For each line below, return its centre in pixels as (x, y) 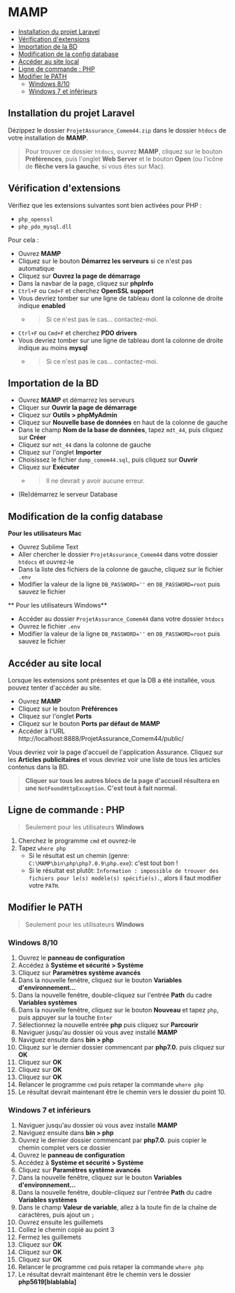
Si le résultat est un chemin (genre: (79, 855)
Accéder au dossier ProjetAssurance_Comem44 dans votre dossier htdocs (121, 619)
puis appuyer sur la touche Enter (65, 1017)
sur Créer (32, 437)
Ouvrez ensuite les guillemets (60, 1222)
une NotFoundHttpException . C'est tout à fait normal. (101, 788)
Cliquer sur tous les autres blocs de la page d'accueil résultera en (122, 781)
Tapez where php (42, 848)
